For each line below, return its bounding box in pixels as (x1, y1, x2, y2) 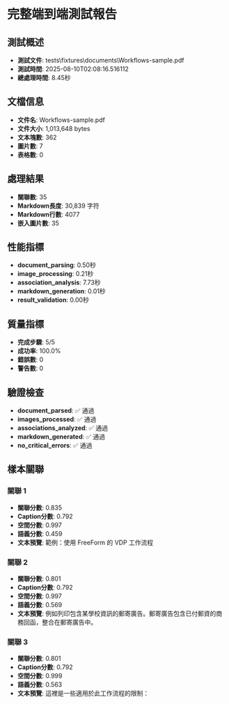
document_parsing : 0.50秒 (17, 261, 96, 269)
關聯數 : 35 (17, 192, 47, 201)
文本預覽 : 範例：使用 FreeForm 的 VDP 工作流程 (17, 538, 154, 546)
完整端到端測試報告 (7, 6, 118, 22)
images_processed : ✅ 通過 (17, 415, 97, 424)
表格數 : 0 (17, 151, 44, 159)
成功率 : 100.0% (17, 346, 61, 355)
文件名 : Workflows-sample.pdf (17, 116, 106, 124)
